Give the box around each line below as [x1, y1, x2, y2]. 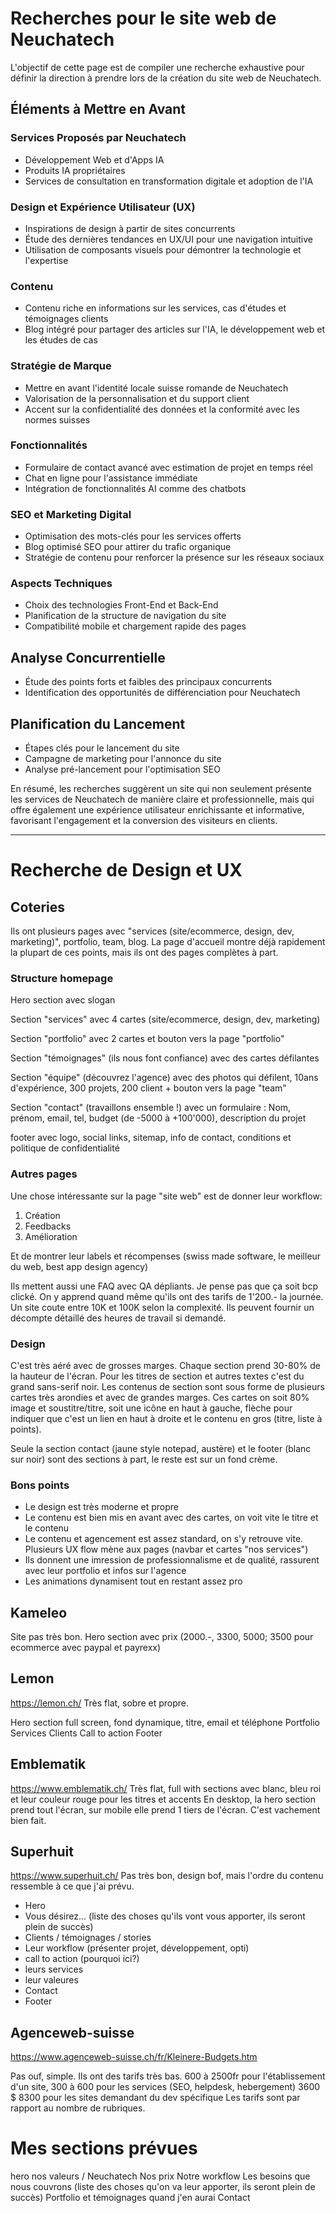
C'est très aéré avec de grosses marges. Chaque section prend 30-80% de [10, 1359, 321, 1371]
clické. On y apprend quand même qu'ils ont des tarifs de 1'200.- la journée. [10, 1290, 324, 1302]
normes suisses [24, 413, 91, 426]
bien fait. [10, 1814, 47, 1826]
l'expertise [24, 254, 69, 266]
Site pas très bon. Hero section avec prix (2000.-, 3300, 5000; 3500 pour [10, 1631, 314, 1643]
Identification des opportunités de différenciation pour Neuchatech [24, 687, 301, 699]
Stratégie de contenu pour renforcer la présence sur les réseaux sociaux [24, 552, 325, 564]
